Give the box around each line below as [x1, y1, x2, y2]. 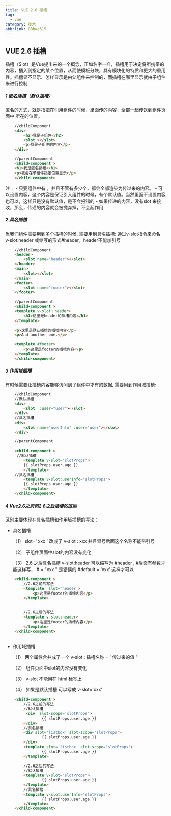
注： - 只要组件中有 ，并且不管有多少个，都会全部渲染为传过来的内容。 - [5, 185, 157, 191]
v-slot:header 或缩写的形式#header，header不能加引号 [5, 237, 121, 243]
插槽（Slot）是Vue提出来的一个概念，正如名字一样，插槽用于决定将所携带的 [5, 61, 164, 67]
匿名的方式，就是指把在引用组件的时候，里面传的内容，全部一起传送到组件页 [5, 107, 166, 113]
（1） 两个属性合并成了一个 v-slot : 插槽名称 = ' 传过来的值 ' [12, 654, 137, 660]
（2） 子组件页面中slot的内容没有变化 [12, 549, 92, 555]
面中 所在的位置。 [5, 113, 42, 119]
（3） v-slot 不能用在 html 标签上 [12, 676, 82, 682]
